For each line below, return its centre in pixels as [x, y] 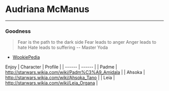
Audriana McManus [47, 9]
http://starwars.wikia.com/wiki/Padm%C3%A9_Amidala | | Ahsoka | [75, 72]
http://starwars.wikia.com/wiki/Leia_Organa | [52, 83]
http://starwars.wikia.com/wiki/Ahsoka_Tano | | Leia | [60, 78]
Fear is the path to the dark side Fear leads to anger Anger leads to [87, 42]
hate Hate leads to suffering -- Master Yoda [63, 48]
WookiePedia [26, 57]
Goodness [18, 31]
